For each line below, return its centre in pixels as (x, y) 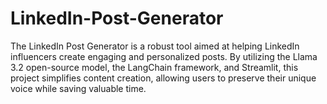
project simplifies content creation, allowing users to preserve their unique (163, 78)
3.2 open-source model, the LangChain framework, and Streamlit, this (154, 67)
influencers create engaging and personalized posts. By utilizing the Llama (164, 56)
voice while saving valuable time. (78, 88)
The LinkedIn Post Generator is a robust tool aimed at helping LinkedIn (155, 46)
